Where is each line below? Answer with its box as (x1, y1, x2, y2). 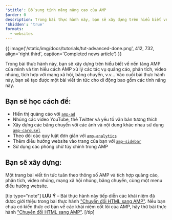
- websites (10, 31, 33, 36)
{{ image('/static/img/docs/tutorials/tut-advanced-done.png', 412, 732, (5, 46, 155, 51)
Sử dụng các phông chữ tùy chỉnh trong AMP (12, 143, 109, 149)
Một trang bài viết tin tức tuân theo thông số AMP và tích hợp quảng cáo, (5, 172, 159, 178)
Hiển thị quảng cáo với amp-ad (12, 111, 76, 117)
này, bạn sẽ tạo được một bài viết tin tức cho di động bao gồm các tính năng (5, 77, 166, 83)
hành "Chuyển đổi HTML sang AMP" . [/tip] (5, 209, 95, 215)
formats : (5, 27, 24, 32)
